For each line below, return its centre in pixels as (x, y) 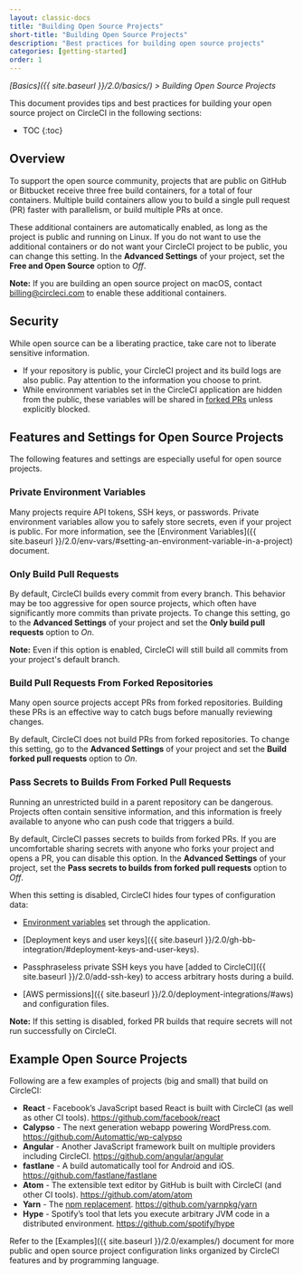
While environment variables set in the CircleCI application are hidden (152, 390)
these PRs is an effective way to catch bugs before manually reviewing (141, 712)
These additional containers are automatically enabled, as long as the (139, 227)
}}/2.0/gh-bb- (230, 940)
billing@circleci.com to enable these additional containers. (118, 293)
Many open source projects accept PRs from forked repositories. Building (146, 702)
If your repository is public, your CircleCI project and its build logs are (152, 370)
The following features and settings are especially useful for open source (146, 459)
